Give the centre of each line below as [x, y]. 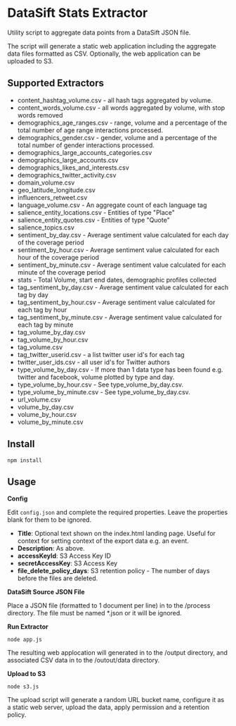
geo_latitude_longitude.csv [57, 190]
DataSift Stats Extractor [78, 13]
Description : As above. [51, 549]
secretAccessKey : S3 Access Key [67, 563]
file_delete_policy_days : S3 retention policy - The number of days [113, 571]
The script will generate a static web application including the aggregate [112, 46]
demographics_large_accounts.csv [68, 160]
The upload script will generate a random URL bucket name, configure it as [116, 700]
